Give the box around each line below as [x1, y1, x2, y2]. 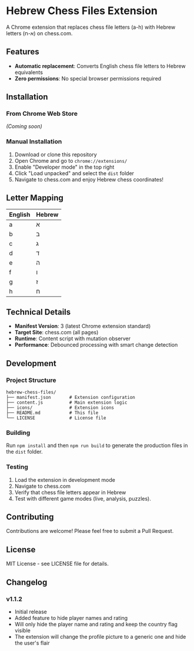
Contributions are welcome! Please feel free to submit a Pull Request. [6, 528, 174, 535]
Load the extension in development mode [14, 476, 116, 483]
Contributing [6, 512, 54, 522]
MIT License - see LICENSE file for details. [6, 560, 109, 568]
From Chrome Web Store [6, 110, 78, 118]
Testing [6, 463, 28, 471]
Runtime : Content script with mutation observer [14, 335, 131, 342]
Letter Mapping [6, 193, 63, 203]
